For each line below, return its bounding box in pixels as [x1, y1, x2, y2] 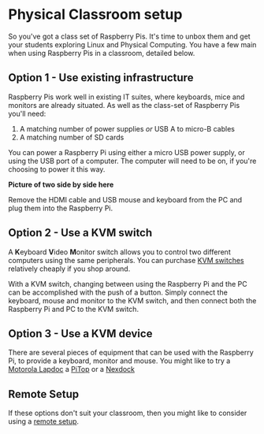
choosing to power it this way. [8, 164, 106, 174]
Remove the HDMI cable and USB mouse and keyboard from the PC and [8, 195, 243, 204]
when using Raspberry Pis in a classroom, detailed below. [8, 48, 195, 57]
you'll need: [8, 109, 46, 118]
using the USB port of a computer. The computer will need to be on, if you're [8, 156, 257, 165]
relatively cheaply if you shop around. [8, 264, 131, 273]
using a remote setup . [8, 417, 80, 426]
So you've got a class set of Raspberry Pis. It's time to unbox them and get [8, 32, 251, 41]
